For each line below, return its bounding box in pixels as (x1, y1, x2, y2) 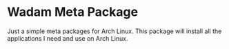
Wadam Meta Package (7, 4, 139, 20)
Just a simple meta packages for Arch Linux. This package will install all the (7, 27, 222, 35)
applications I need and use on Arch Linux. (7, 34, 129, 42)
